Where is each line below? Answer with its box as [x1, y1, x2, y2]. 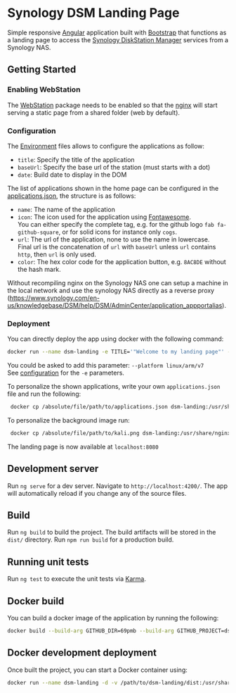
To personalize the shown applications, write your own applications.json [7, 382, 221, 391]
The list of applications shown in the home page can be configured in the [7, 184, 219, 192]
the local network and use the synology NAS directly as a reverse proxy [7, 286, 215, 294]
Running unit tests [7, 556, 89, 568]
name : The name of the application [17, 205, 116, 213]
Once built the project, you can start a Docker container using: [7, 666, 188, 674]
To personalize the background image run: [7, 416, 130, 424]
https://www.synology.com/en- [9, 294, 100, 302]
